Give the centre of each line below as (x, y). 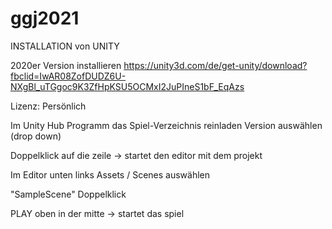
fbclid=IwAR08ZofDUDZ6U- (68, 76)
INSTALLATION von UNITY (65, 46)
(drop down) (36, 136)
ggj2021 (45, 18)
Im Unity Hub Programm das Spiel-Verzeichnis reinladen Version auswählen (166, 125)
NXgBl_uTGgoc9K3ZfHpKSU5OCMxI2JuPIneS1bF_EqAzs (127, 86)
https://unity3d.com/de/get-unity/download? (215, 65)
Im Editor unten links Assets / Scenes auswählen (110, 174)
